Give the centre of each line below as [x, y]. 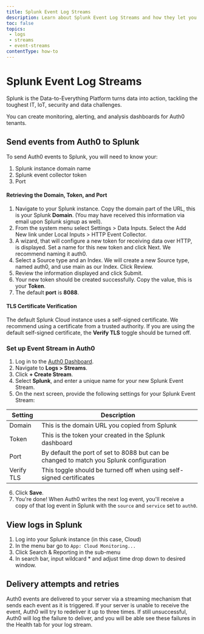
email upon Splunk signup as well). [59, 221]
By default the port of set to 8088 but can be [105, 453]
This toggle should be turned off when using [105, 470]
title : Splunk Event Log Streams [49, 12]
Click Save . [29, 493]
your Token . [30, 286]
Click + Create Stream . [44, 374]
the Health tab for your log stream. [49, 624]
